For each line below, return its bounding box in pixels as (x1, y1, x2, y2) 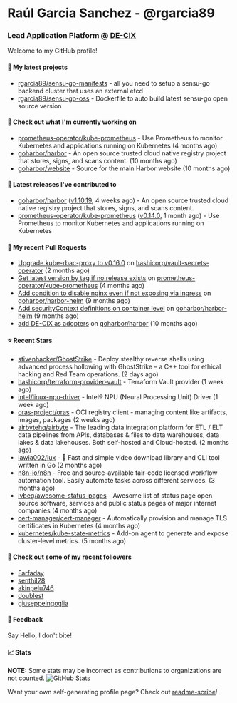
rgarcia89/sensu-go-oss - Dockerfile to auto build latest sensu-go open (17, 94, 228, 103)
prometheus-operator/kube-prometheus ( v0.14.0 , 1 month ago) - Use (17, 212, 220, 220)
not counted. (7, 674, 45, 682)
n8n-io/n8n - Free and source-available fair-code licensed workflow (17, 468, 218, 477)
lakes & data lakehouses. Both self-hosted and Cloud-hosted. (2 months (17, 438, 229, 446)
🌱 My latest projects (7, 63, 68, 72)
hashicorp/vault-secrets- (135, 259, 209, 267)
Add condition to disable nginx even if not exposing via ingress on (17, 289, 211, 297)
